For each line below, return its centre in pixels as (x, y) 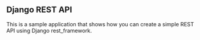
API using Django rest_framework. (49, 30)
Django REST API (39, 10)
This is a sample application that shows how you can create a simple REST (100, 24)
